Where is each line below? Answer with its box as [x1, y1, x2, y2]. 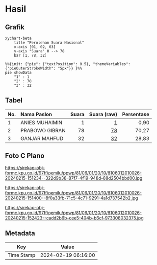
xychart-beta [5, 36, 32, 41]
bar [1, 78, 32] [14, 53, 48, 58]
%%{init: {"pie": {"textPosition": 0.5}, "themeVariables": [5, 62, 131, 67]
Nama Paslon [20, 111, 52, 118]
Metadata [5, 229, 35, 238]
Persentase [122, 111, 150, 118]
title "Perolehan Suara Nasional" [14, 40, 84, 45]
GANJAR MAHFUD [20, 135, 64, 142]
